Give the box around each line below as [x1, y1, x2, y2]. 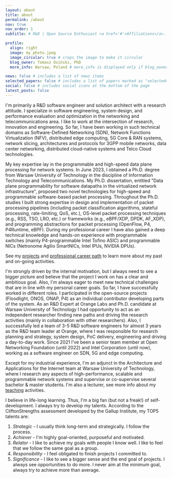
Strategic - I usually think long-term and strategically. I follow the [12, 423, 150, 429]
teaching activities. [5, 387, 45, 393]
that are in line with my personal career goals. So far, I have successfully [5, 284, 158, 290]
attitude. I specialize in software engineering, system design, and [5, 107, 142, 113]
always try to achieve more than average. [12, 467, 100, 473]
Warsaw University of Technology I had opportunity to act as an [5, 306, 140, 312]
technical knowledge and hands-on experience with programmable [5, 232, 147, 238]
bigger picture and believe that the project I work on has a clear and [5, 273, 148, 280]
